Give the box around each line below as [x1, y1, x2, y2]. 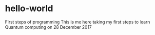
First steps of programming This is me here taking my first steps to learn [5, 19, 150, 25]
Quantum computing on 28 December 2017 [5, 24, 92, 30]
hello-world [5, 3, 54, 14]
